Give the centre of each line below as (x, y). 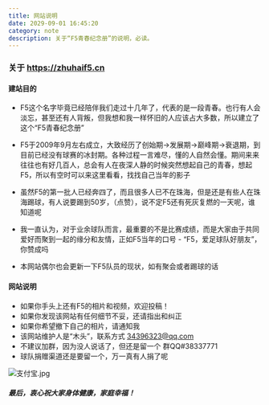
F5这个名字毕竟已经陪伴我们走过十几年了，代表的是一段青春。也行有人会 (140, 108)
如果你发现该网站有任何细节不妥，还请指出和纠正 (101, 316)
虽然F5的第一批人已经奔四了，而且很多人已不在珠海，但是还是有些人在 (137, 192)
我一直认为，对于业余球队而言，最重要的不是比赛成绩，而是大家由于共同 (139, 229)
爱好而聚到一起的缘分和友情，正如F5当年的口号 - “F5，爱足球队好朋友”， (141, 239)
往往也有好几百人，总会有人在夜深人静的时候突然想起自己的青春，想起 (136, 165)
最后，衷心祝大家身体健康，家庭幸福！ (71, 393)
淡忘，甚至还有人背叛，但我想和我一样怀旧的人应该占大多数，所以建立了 (139, 118)
